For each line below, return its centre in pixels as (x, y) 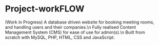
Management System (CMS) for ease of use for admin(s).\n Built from (75, 32)
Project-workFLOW (45, 9)
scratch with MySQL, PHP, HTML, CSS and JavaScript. (60, 37)
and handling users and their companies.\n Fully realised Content (70, 27)
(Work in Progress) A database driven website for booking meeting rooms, (80, 22)
